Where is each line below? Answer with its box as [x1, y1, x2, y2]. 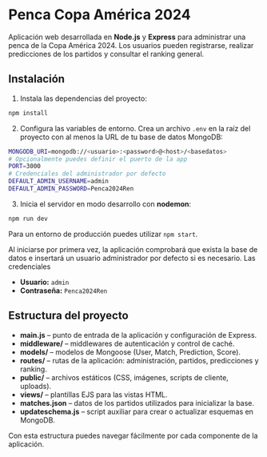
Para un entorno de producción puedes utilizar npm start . [8, 229, 198, 239]
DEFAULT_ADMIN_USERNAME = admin [8, 178, 110, 186]
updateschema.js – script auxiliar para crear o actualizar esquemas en [19, 407, 254, 416]
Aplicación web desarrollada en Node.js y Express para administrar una [8, 32, 246, 42]
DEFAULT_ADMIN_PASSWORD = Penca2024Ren [8, 185, 134, 193]
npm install [8, 109, 48, 117]
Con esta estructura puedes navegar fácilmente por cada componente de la [8, 431, 258, 440]
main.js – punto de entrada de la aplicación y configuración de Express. [19, 330, 257, 339]
